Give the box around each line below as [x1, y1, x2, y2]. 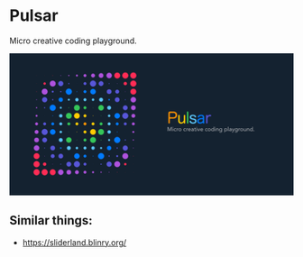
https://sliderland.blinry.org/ [22, 236, 127, 248]
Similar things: [9, 213, 93, 228]
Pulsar [9, 5, 59, 26]
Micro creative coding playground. [9, 35, 137, 46]
